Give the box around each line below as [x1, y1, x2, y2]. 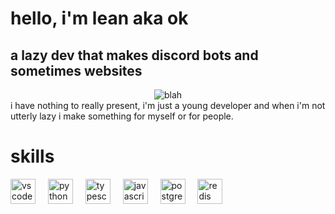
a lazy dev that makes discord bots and [10, 47, 259, 64]
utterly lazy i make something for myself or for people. [10, 110, 234, 122]
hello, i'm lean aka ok [10, 7, 189, 30]
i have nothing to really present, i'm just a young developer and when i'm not [10, 100, 326, 111]
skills [10, 145, 55, 168]
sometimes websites [10, 62, 143, 79]
